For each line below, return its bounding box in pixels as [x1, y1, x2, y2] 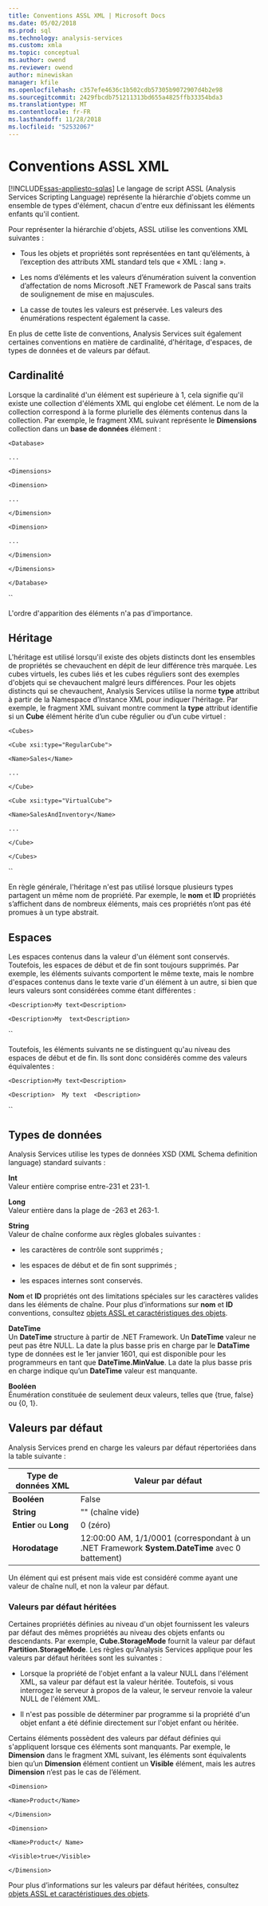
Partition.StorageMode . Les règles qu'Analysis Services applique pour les [8, 1644, 253, 1655]
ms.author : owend [8, 57, 66, 65]
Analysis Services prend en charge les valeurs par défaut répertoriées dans [8, 1443, 257, 1452]
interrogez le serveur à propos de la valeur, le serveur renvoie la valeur [19, 1686, 253, 1695]
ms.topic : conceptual [8, 49, 81, 57]
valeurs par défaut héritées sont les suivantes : [8, 1653, 162, 1663]
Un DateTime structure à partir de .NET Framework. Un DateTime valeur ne [8, 1332, 257, 1341]
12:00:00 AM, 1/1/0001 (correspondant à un [80, 1532, 251, 1543]
